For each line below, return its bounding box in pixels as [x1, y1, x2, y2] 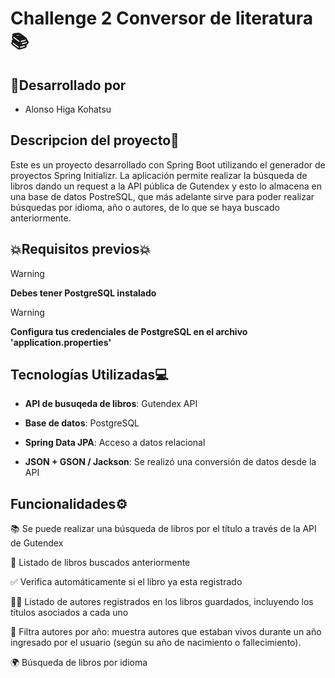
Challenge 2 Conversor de [10, 7, 232, 30]
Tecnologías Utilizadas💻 [10, 367, 169, 384]
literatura [235, 7, 314, 30]
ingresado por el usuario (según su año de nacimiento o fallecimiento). [10, 637, 302, 649]
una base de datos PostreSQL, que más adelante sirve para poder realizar [10, 190, 315, 202]
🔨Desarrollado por [10, 77, 127, 94]
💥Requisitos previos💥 [10, 241, 152, 258]
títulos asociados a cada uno [10, 607, 129, 619]
